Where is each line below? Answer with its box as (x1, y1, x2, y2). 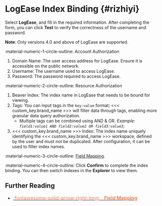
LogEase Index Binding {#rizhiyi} (5, 3, 140, 15)
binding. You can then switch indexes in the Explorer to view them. (5, 167, 138, 173)
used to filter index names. (12, 143, 65, 149)
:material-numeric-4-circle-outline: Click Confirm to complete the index (5, 162, 148, 168)
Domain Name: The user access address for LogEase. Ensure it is (12, 58, 143, 63)
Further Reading (5, 182, 55, 190)
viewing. (12, 97, 29, 103)
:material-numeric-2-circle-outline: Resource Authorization (5, 82, 122, 88)
